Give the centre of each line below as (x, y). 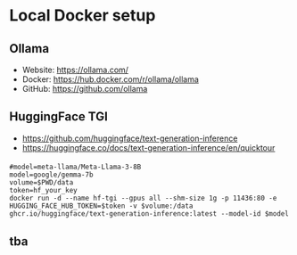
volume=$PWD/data (41, 183)
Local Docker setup (82, 16)
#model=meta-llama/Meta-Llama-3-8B (75, 167)
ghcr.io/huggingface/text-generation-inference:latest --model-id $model (149, 214)
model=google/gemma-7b (51, 175)
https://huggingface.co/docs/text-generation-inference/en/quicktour (148, 147)
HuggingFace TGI (59, 117)
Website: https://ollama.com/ (75, 70)
